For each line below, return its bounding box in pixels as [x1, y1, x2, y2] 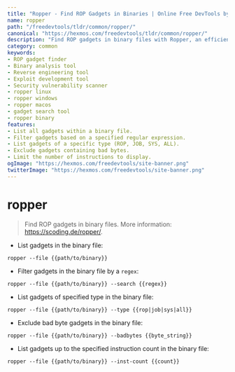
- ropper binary [7, 114, 55, 121]
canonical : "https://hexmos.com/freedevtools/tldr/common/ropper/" [7, 29, 208, 37]
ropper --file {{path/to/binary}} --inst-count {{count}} [7, 358, 180, 365]
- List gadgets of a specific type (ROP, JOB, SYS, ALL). [7, 141, 180, 148]
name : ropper [7, 17, 45, 24]
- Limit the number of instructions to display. [7, 153, 152, 161]
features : [7, 120, 36, 128]
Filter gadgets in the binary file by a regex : [17, 267, 139, 275]
